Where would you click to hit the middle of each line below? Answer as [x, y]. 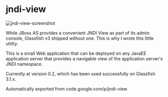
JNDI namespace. [24, 64]
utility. [12, 43]
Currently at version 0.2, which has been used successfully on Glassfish [80, 73]
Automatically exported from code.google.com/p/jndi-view [67, 88]
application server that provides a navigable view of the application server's [84, 58]
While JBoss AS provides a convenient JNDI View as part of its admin [78, 33]
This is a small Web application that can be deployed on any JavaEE [76, 53]
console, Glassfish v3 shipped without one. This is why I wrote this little [80, 38]
